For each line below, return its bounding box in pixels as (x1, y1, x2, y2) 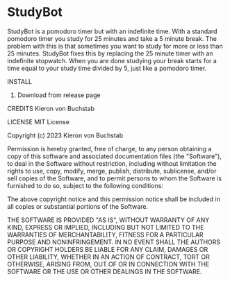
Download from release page (17, 91, 101, 99)
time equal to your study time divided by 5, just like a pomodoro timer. (7, 64, 207, 72)
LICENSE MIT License (7, 117, 69, 126)
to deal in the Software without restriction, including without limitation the (7, 159, 217, 167)
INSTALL (7, 77, 33, 85)
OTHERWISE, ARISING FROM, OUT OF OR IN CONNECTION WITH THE (7, 259, 210, 268)
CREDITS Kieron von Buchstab (7, 104, 95, 112)
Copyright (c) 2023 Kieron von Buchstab (7, 131, 124, 139)
